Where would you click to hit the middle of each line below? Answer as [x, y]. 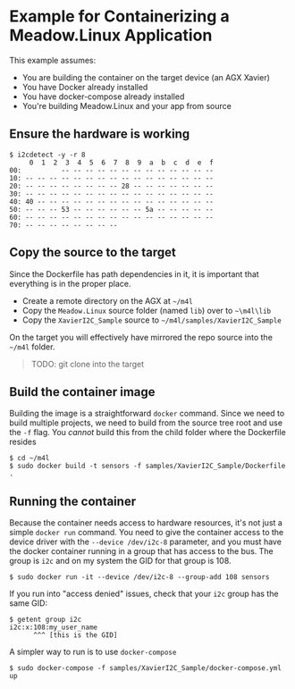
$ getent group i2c [46, 620]
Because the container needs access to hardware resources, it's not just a [146, 523]
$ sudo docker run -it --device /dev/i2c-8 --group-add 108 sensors [139, 577]
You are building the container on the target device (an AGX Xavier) [146, 77]
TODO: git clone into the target [88, 364]
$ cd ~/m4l [29, 458]
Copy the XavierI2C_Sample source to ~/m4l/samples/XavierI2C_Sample [152, 320]
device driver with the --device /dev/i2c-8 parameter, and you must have [145, 542]
